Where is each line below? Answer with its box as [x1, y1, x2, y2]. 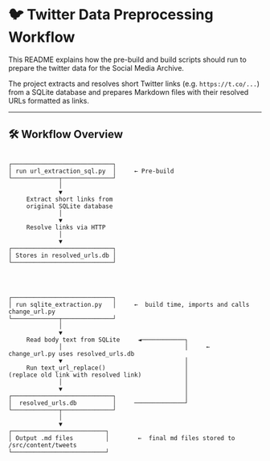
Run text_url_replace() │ [26, 364, 189, 372]
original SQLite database [26, 202, 113, 210]
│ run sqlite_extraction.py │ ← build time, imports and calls [8, 300, 250, 308]
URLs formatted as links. [8, 96, 90, 105]
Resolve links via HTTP [26, 223, 106, 231]
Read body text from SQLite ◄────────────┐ [26, 336, 189, 344]
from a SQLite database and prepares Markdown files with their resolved [8, 87, 249, 96]
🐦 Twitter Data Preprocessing [8, 6, 214, 24]
